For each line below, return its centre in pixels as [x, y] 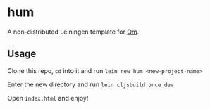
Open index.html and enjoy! [48, 98]
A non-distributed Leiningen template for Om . [73, 32]
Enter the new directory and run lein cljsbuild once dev [91, 84]
